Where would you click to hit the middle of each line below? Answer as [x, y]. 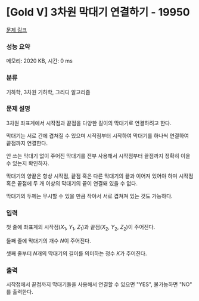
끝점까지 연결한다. [27, 143]
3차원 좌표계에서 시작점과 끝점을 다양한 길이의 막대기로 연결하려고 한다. [89, 123]
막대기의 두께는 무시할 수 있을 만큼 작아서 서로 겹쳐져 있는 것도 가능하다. [89, 196]
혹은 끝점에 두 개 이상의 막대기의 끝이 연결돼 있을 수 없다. [72, 183]
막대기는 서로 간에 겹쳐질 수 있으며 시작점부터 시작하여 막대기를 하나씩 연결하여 [98, 135]
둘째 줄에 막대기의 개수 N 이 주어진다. [49, 241]
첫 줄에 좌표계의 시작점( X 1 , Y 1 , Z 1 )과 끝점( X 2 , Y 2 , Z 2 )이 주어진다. [81, 228]
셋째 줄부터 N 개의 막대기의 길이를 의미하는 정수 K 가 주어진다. [77, 253]
